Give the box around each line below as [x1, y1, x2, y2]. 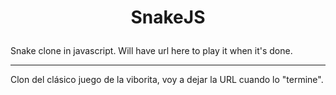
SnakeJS [130, 6, 206, 29]
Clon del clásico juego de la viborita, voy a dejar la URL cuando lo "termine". [10, 74, 324, 86]
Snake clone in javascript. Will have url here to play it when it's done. [10, 45, 293, 57]
